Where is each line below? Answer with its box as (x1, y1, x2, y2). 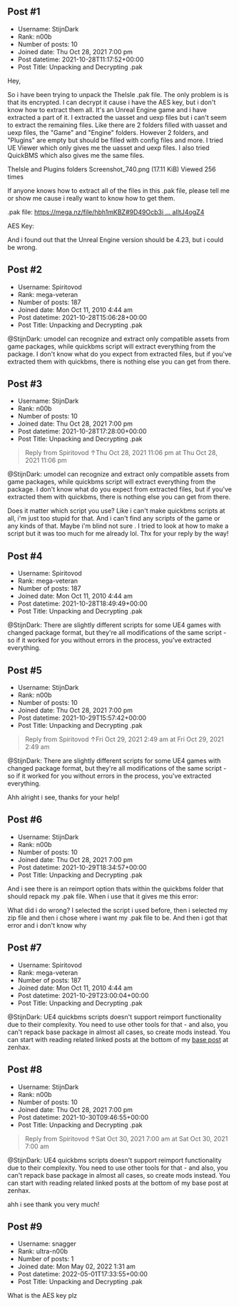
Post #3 (7, 378, 43, 390)
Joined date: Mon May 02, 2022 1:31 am (17, 1262, 136, 1271)
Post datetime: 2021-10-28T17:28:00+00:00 (17, 427, 147, 436)
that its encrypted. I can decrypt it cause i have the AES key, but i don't (7, 98, 216, 106)
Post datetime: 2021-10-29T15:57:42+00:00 (17, 713, 147, 722)
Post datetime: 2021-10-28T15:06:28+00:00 (17, 313, 148, 321)
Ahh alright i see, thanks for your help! (7, 793, 120, 802)
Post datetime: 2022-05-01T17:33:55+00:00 (17, 1270, 148, 1278)
